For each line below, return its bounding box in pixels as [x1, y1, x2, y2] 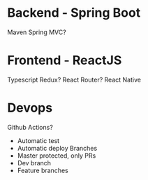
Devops [7, 100, 53, 116]
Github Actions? [7, 123, 54, 131]
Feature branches [17, 166, 68, 174]
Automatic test [17, 136, 60, 144]
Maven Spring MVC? [7, 28, 66, 36]
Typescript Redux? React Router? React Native [7, 75, 142, 84]
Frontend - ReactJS [7, 52, 122, 68]
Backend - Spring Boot [7, 5, 141, 21]
